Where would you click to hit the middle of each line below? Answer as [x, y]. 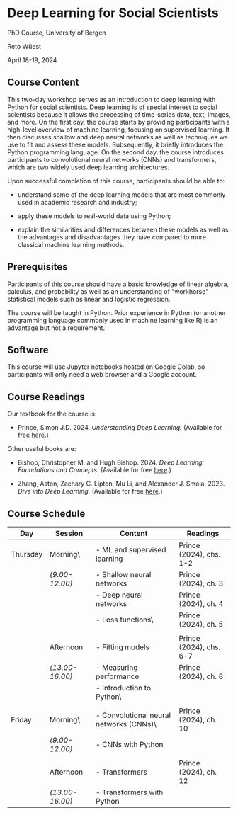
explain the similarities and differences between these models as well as [123, 229]
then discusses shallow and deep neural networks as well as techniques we [118, 137]
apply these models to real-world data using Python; [94, 216]
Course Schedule [46, 514]
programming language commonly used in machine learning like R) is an [113, 320]
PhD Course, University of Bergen [57, 33]
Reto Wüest [24, 46]
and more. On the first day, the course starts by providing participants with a [119, 122]
